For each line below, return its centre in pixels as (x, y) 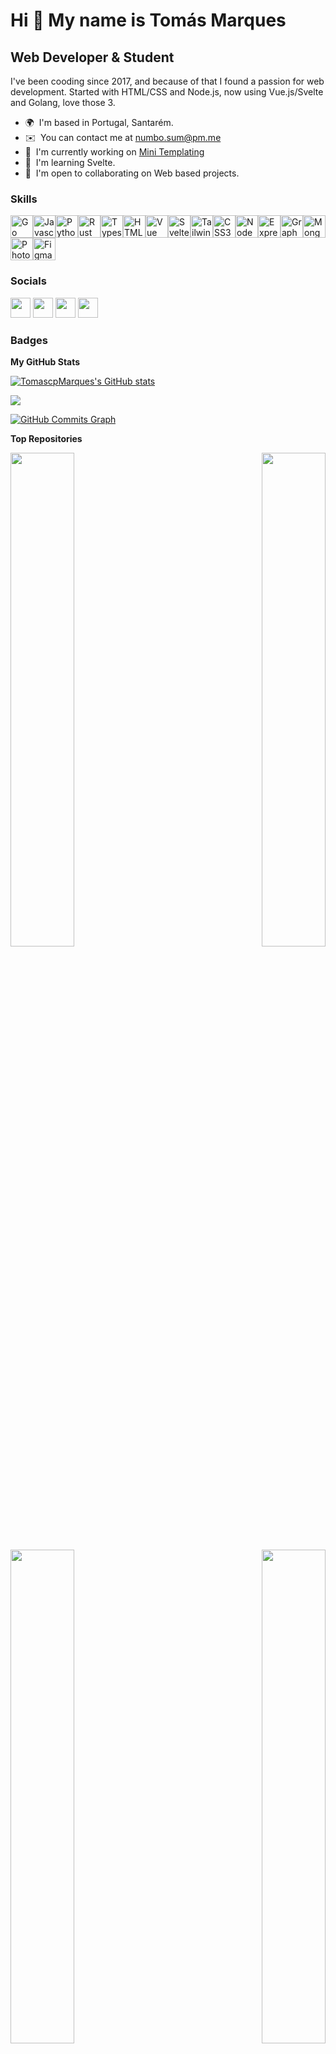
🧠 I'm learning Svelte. (70, 162)
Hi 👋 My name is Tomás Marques (148, 20)
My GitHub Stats (45, 361)
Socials (28, 281)
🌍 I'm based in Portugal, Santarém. (99, 122)
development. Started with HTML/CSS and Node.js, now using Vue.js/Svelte (167, 92)
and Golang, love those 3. (63, 102)
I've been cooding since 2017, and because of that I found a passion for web (167, 81)
